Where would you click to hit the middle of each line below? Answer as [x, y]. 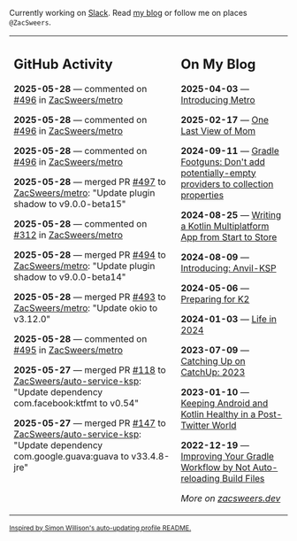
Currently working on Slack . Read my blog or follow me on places [128, 13]
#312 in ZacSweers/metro [69, 235]
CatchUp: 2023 [213, 372]
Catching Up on [213, 360]
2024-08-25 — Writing [231, 214]
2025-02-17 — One [225, 120]
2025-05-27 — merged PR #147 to [90, 422]
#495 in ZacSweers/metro [69, 350]
